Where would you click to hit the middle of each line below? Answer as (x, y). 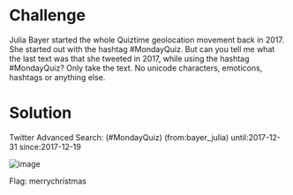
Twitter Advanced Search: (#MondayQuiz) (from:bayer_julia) (119, 137)
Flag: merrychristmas (48, 181)
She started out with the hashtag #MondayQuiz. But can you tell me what (142, 49)
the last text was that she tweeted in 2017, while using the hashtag (129, 58)
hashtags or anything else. (57, 77)
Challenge (48, 15)
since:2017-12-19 (50, 146)
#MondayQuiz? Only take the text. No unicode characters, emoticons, (136, 68)
